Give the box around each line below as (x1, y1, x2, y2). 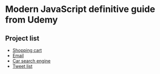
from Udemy (5, 14, 58, 25)
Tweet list (12, 63, 32, 69)
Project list (5, 34, 39, 42)
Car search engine (12, 58, 51, 63)
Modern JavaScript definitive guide (5, 3, 155, 15)
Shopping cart (12, 47, 42, 53)
